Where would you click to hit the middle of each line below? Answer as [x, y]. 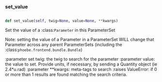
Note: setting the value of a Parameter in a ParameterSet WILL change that [80, 40]
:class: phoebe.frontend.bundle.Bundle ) [44, 50]
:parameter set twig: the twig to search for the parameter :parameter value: [80, 59]
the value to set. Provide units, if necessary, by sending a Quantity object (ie [81, 64]
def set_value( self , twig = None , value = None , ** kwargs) [62, 21]
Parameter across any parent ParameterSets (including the [64, 45]
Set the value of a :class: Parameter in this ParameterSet [60, 30]
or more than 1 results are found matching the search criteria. [66, 75]
